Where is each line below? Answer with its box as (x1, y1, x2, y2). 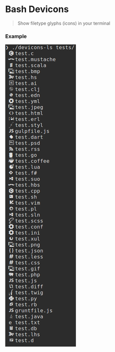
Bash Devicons (5, 4, 69, 15)
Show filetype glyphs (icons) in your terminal (17, 20, 110, 26)
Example (5, 33, 27, 40)
